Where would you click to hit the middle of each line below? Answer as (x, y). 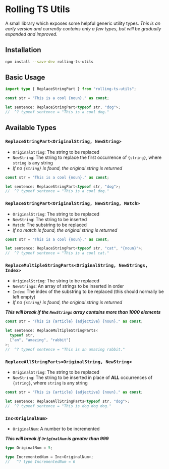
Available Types (31, 128)
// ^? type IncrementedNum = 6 (40, 461)
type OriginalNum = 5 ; (29, 448)
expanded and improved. (32, 34)
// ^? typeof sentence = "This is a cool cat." (57, 253)
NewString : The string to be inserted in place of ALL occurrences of (82, 377)
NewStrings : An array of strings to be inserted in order (68, 286)
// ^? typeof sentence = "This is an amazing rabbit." (65, 349)
